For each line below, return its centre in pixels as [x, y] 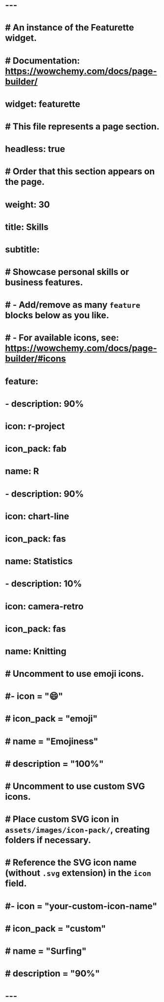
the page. [25, 182]
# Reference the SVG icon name [71, 863]
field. [16, 884]
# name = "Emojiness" [52, 741]
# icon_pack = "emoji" [51, 719]
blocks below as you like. [57, 316]
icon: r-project [35, 426]
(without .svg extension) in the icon [78, 873]
